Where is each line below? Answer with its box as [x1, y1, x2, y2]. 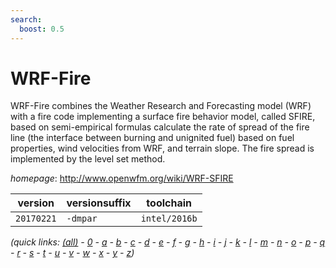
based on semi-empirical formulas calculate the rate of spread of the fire [10, 121, 310, 133]
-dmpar [66, 213, 98, 225]
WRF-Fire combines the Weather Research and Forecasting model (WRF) [10, 100, 312, 112]
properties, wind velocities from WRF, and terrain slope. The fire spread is [10, 142, 315, 155]
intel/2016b [140, 213, 198, 225]
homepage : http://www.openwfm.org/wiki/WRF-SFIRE [10, 172, 234, 185]
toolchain [146, 196, 192, 210]
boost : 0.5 [19, 24, 65, 34]
